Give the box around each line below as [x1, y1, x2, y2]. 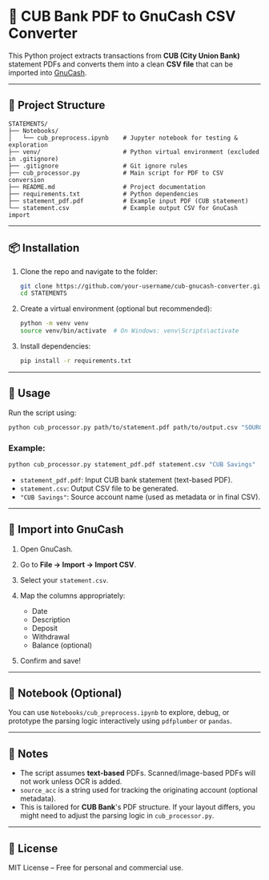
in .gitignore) [8, 155, 59, 163]
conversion [8, 176, 45, 184]
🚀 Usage [8, 386, 50, 400]
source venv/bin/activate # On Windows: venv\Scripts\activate [19, 327, 239, 335]
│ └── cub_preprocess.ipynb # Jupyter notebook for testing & [8, 134, 239, 142]
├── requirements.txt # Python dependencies [8, 190, 199, 198]
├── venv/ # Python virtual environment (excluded [8, 147, 260, 155]
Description [31, 615, 70, 624]
